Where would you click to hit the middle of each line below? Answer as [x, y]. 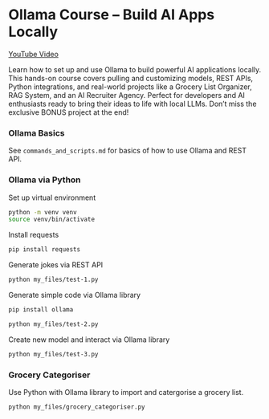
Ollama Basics [37, 132]
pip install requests [45, 250]
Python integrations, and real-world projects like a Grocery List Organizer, [130, 87]
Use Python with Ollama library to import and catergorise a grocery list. [126, 392]
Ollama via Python [45, 180]
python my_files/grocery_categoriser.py [77, 407]
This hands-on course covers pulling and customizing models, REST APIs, [131, 78]
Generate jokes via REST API [56, 265]
